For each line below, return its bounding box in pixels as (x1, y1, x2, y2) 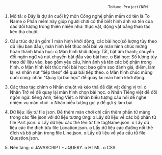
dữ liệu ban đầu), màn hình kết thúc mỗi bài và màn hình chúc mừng (9, 44, 147, 49)
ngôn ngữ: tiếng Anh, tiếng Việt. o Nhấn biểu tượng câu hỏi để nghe (9, 94, 147, 100)
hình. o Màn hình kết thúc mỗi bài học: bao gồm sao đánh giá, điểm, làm (9, 64, 156, 70)
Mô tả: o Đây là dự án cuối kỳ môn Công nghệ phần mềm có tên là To (9, 13, 150, 19)
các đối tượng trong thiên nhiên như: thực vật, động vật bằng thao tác (9, 23, 151, 29)
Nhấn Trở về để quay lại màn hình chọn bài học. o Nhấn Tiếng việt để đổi (9, 89, 158, 95)
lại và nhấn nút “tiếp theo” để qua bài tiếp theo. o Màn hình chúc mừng (9, 69, 153, 75)
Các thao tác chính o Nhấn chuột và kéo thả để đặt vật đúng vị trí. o (9, 84, 147, 90)
